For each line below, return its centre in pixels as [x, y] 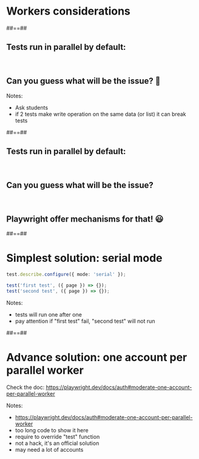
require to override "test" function [57, 436]
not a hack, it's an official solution [57, 443]
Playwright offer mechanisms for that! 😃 [85, 219]
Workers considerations [68, 11]
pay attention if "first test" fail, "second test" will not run [85, 321]
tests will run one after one [48, 314]
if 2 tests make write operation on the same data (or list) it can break [100, 114]
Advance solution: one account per [97, 357]
